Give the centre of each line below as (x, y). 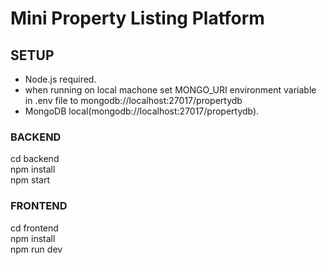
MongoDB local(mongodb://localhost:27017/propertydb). (142, 111)
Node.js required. (60, 79)
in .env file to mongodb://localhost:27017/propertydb (133, 100)
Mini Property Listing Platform (137, 18)
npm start (30, 180)
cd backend (35, 159)
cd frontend (34, 228)
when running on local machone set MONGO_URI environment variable (170, 90)
